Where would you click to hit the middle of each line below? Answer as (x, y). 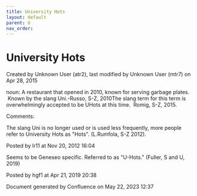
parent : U (19, 23)
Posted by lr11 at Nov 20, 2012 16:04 (51, 146)
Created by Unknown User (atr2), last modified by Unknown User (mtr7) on (98, 74)
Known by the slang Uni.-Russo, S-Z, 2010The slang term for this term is (97, 98)
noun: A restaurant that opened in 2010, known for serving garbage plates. (98, 92)
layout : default (26, 17)
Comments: (20, 116)
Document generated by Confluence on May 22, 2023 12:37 (80, 187)
